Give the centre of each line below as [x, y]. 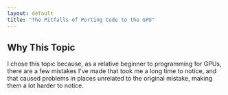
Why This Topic [41, 47]
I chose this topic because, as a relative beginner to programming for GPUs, [114, 64]
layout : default [30, 13]
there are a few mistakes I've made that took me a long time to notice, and [112, 71]
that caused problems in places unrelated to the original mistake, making [110, 79]
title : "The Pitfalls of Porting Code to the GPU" [81, 20]
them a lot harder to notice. [46, 85]
